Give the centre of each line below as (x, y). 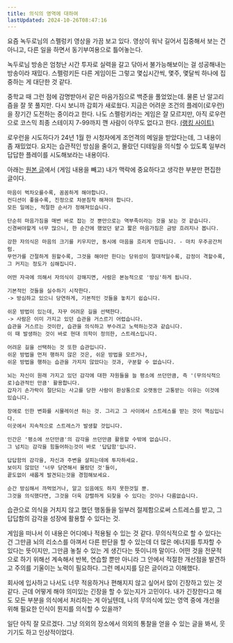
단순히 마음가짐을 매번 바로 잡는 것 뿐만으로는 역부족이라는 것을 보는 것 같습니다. (109, 221)
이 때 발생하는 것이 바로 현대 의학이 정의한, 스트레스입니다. (82, 334)
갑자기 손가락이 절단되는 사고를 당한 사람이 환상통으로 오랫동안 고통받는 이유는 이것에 (113, 390)
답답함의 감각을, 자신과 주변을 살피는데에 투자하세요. (73, 460)
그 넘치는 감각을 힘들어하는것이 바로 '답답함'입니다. (72, 447)
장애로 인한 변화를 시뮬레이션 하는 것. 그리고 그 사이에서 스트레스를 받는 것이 (104, 411)
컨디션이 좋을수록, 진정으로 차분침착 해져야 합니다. (71, 200)
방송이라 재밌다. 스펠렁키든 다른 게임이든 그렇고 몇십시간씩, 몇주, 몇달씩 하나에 (113, 73)
